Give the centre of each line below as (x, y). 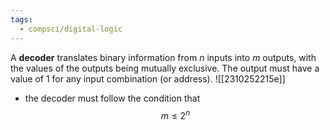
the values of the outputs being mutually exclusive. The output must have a (165, 68)
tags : (21, 19)
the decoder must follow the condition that (112, 98)
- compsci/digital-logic (71, 29)
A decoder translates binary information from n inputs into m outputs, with (163, 57)
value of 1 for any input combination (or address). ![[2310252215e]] (148, 78)
